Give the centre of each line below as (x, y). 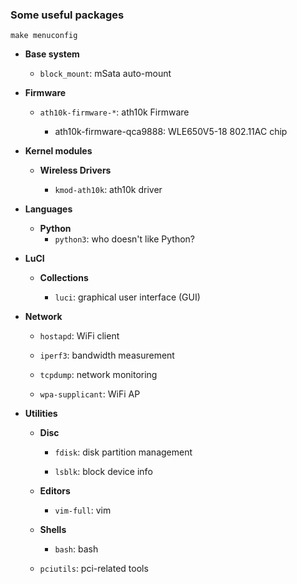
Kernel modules (58, 151)
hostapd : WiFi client (79, 336)
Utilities (41, 414)
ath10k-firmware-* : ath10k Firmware (114, 112)
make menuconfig (44, 36)
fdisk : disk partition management (123, 452)
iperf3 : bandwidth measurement (107, 355)
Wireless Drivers (75, 170)
